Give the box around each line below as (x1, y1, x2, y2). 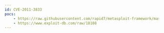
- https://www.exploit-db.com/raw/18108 (13, 20, 97, 26)
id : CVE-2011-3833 (4, 7, 42, 12)
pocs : (4, 12, 16, 16)
